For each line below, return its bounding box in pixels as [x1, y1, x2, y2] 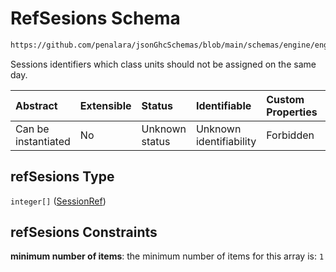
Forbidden [266, 128, 315, 142]
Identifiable [195, 98, 252, 112]
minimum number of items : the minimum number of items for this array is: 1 [10, 250, 325, 262]
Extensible [79, 98, 132, 112]
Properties [266, 105, 318, 119]
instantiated [15, 134, 71, 148]
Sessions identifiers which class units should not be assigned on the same [10, 58, 317, 70]
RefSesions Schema [10, 7, 181, 30]
